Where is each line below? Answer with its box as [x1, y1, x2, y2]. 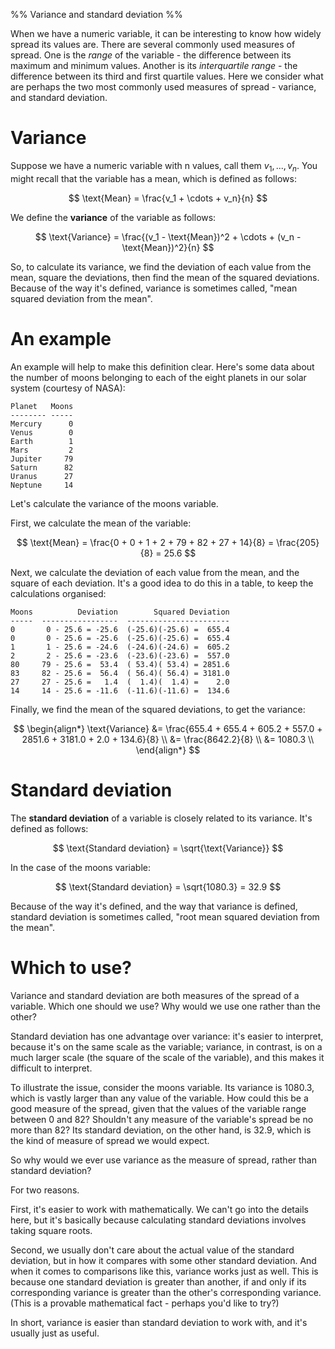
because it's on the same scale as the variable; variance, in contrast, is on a [10, 1040, 323, 1053]
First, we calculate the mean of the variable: [10, 517, 192, 529]
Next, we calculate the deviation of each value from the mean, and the [10, 566, 300, 578]
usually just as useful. [10, 1327, 100, 1339]
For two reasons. [10, 1184, 80, 1196]
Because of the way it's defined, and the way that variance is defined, [10, 900, 298, 912]
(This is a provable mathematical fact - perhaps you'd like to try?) [10, 1297, 280, 1309]
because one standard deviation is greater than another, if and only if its [10, 1275, 307, 1288]
